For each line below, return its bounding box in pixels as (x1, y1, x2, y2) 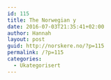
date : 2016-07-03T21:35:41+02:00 (7, 23, 105, 30)
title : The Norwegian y (7, 17, 77, 24)
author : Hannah (7, 29, 52, 37)
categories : (7, 56, 42, 63)
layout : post (7, 36, 45, 43)
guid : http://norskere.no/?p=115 (7, 42, 105, 49)
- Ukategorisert (13, 62, 61, 69)
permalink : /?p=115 (7, 49, 64, 56)
